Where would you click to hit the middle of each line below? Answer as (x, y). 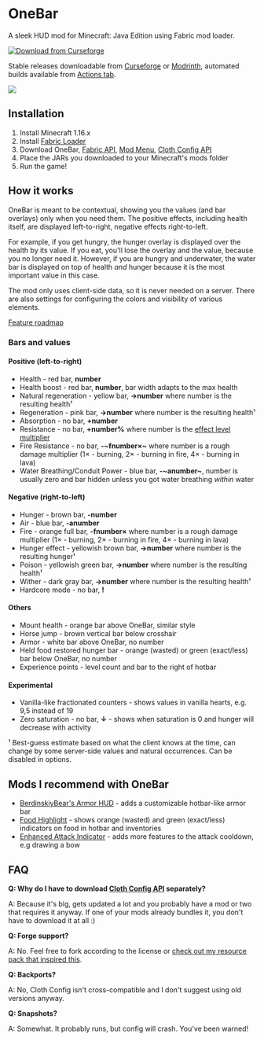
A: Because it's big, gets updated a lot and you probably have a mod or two (130, 903)
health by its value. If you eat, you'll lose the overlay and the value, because (131, 250)
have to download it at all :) (52, 920)
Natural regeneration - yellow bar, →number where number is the (125, 395)
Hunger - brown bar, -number (68, 514)
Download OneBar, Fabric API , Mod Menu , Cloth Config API (115, 149)
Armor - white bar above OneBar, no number (92, 642)
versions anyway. (36, 998)
